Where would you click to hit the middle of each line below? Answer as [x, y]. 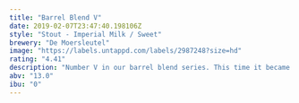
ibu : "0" [26, 84]
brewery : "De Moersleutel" [60, 43]
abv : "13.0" [31, 76]
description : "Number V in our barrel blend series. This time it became [150, 68]
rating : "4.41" [38, 59]
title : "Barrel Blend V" [56, 17]
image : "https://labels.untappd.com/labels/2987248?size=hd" [126, 51]
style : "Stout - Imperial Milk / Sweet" [86, 34]
